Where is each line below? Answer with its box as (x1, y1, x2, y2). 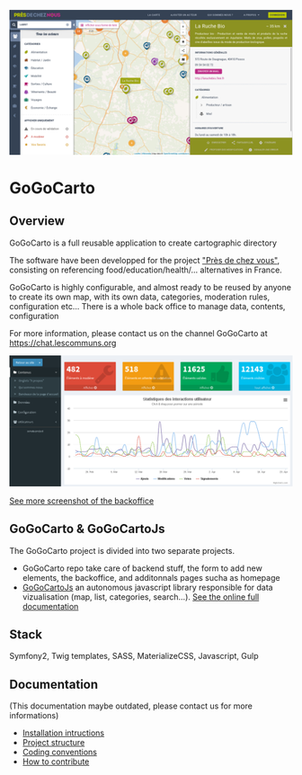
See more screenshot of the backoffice (9, 495, 155, 506)
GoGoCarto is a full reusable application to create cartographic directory (9, 237, 277, 248)
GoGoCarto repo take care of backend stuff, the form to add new (22, 563, 262, 574)
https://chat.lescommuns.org (9, 337, 117, 348)
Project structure (22, 737, 85, 748)
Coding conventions (22, 747, 97, 758)
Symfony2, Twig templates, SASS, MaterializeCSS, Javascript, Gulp (9, 651, 259, 662)
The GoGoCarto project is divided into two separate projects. (9, 545, 235, 556)
